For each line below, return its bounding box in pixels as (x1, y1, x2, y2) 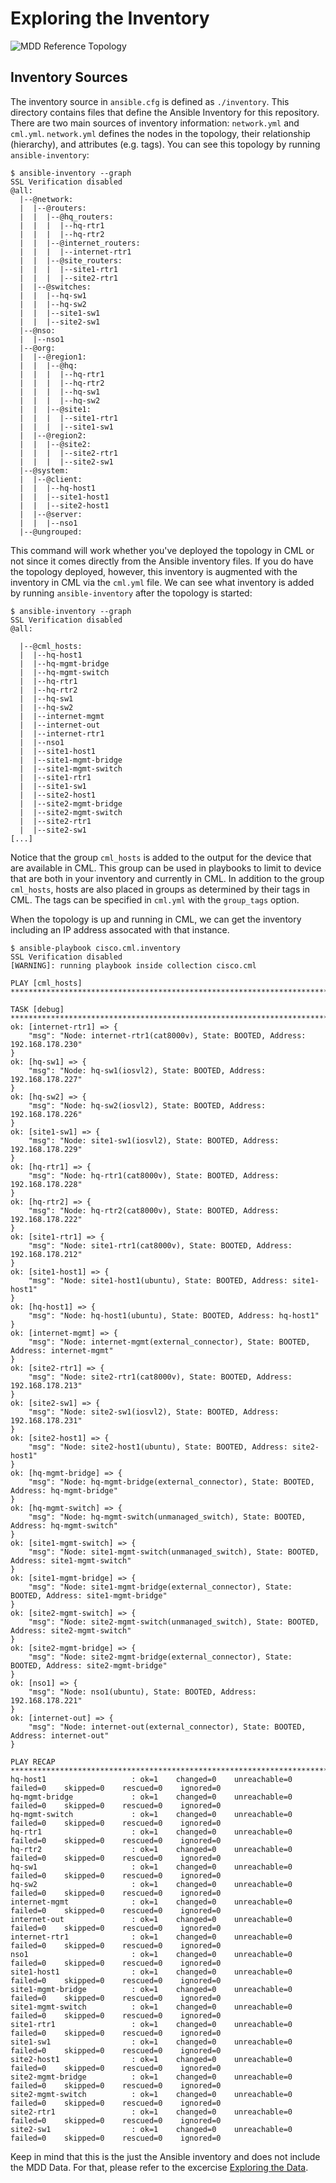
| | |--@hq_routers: (19, 212, 114, 222)
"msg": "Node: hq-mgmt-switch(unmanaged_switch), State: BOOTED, (28, 1512, 307, 1522)
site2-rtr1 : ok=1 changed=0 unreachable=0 (10, 2107, 293, 2117)
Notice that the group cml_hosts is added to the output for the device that (10, 851, 312, 863)
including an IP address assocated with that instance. (10, 923, 230, 936)
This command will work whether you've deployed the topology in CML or (10, 544, 315, 556)
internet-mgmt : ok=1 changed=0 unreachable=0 (10, 1897, 293, 1907)
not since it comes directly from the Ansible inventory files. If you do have (10, 555, 314, 567)
